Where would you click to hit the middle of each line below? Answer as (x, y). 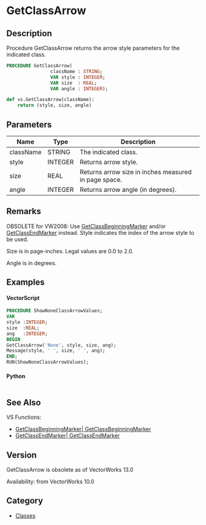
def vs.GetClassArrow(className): (51, 100)
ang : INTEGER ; (27, 334)
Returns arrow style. (109, 162)
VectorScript (23, 297)
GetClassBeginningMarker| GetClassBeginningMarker (83, 429)
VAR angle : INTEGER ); (79, 89)
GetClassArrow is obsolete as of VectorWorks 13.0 (70, 469)
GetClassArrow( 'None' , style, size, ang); (61, 345)
